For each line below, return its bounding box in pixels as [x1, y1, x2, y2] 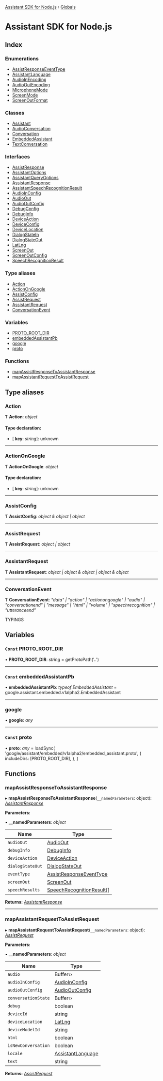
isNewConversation [7, 1042, 50, 1048]
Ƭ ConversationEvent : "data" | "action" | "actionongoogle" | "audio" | [5, 597, 145, 602]
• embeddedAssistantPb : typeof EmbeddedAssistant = [5, 684, 117, 690]
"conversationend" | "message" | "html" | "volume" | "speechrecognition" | [5, 602, 155, 608]
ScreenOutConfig [12, 252, 48, 258]
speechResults [7, 887, 40, 893]
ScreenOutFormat [12, 97, 48, 103]
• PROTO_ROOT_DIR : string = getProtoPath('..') [5, 656, 99, 662]
